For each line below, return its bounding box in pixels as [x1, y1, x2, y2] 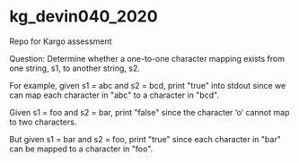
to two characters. [9, 116, 77, 127]
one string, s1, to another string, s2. [9, 63, 141, 73]
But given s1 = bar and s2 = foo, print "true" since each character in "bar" [9, 133, 281, 144]
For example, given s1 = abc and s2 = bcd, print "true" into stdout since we [9, 80, 286, 90]
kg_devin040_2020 [9, 6, 159, 27]
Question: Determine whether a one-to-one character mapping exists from [9, 53, 286, 64]
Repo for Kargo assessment [9, 36, 112, 47]
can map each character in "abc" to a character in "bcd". [9, 90, 220, 100]
